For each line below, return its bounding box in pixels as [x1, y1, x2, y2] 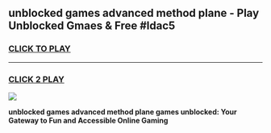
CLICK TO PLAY [8, 44, 71, 55]
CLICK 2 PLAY [8, 73, 65, 85]
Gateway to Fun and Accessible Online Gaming [8, 115, 169, 125]
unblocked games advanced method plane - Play [8, 6, 260, 20]
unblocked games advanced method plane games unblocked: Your [8, 106, 237, 116]
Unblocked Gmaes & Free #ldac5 [8, 19, 176, 33]
